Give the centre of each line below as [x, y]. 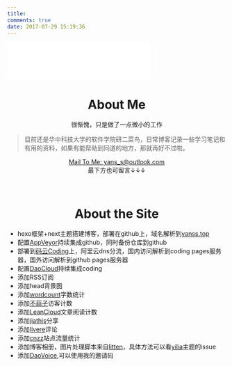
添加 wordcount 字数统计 [51, 295]
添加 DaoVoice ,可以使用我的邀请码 [65, 356]
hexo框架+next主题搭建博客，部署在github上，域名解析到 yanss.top [113, 234]
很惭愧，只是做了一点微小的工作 [117, 125]
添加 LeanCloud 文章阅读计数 [57, 312]
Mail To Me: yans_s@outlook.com [117, 162]
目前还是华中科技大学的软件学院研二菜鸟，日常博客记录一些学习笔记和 [125, 139]
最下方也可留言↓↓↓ [117, 170]
